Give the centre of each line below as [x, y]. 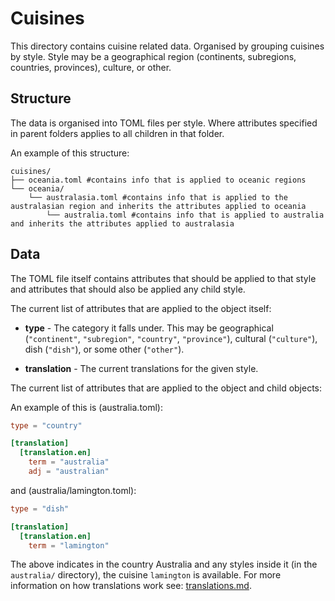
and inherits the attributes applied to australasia [122, 223]
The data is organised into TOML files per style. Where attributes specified [164, 123]
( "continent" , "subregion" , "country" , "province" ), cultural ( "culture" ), [171, 338]
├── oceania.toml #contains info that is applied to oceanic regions [158, 180]
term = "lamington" [69, 545]
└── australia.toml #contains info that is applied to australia [185, 215]
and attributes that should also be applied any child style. [128, 289]
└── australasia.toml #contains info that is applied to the [158, 197]
